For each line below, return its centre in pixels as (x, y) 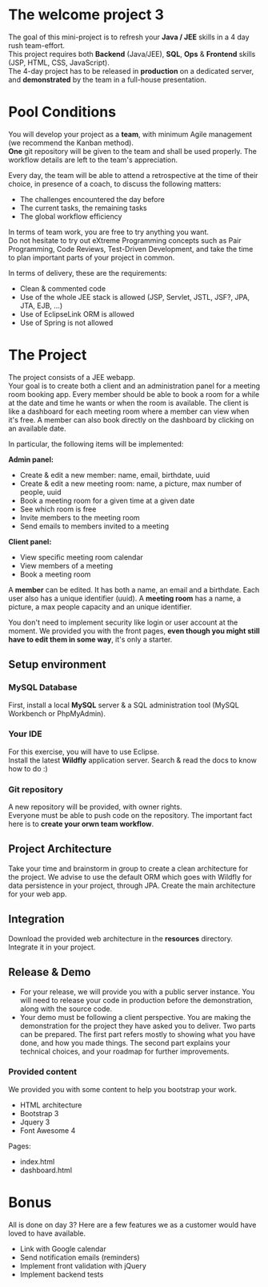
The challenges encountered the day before (92, 199)
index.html (37, 1161)
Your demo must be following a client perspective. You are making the (135, 1017)
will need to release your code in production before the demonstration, (136, 1000)
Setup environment (57, 664)
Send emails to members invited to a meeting (94, 526)
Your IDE (25, 734)
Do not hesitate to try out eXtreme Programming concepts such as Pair (125, 240)
